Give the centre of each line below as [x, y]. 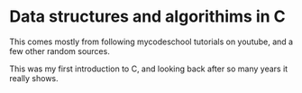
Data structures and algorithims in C [147, 17]
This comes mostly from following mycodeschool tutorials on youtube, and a [151, 42]
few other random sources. [59, 51]
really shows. [34, 78]
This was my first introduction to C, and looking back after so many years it [149, 69]
